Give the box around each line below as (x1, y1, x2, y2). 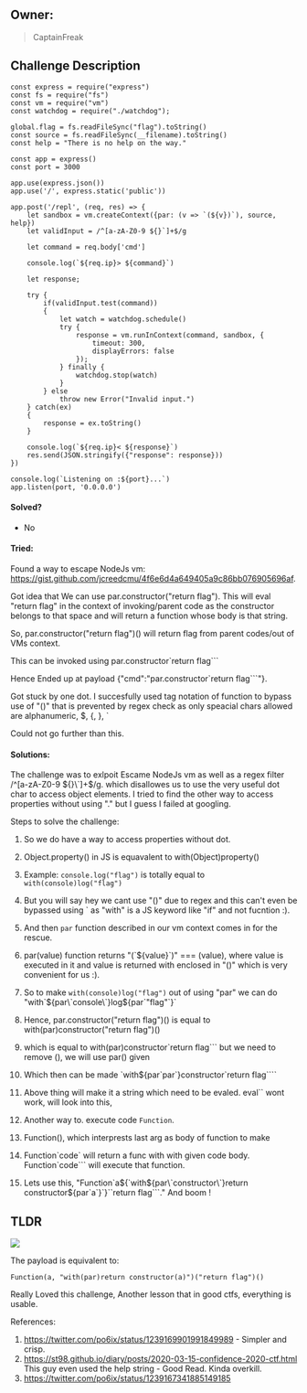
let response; (26, 274, 80, 284)
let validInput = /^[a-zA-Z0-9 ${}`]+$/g (26, 226, 186, 236)
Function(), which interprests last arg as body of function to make (23, 1132, 270, 1143)
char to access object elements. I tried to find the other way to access (10, 788, 274, 799)
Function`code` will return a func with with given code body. (23, 1150, 250, 1161)
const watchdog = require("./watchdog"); (10, 106, 171, 115)
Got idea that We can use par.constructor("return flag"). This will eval (10, 591, 271, 602)
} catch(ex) (26, 402, 72, 412)
